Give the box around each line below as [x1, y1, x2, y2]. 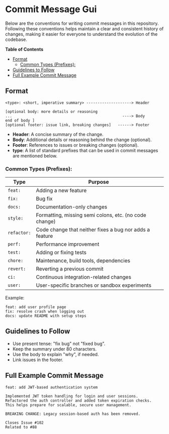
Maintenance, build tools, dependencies [36, 257, 131, 264]
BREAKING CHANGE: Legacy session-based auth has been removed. [5, 411, 141, 416]
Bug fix [36, 195, 53, 202]
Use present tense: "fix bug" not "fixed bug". [12, 340, 106, 346]
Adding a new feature [36, 187, 87, 194]
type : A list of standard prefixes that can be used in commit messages [12, 147, 158, 153]
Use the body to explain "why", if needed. [12, 351, 99, 357]
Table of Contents [5, 46, 44, 52]
